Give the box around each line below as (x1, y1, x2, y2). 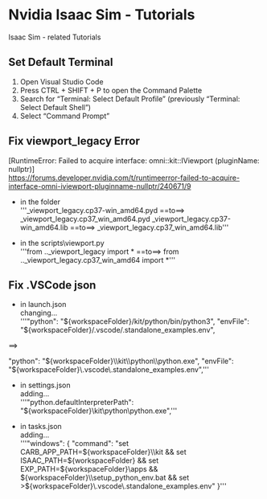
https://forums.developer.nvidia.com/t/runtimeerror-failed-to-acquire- (8, 173, 240, 182)
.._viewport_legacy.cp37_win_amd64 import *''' (19, 255, 176, 264)
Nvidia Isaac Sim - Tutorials (8, 6, 195, 24)
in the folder (19, 197, 60, 207)
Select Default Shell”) (19, 102, 91, 112)
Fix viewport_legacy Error (8, 134, 141, 148)
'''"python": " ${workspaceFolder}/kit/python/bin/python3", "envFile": (19, 317, 250, 326)
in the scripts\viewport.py (19, 238, 105, 247)
